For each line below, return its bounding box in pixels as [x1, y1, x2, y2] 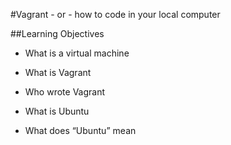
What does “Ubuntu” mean [24, 125, 137, 136]
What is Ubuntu [24, 105, 90, 117]
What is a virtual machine [24, 47, 130, 59]
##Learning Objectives [10, 28, 105, 39]
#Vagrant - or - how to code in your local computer [10, 9, 221, 20]
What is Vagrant [24, 67, 92, 78]
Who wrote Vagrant [24, 86, 106, 98]
